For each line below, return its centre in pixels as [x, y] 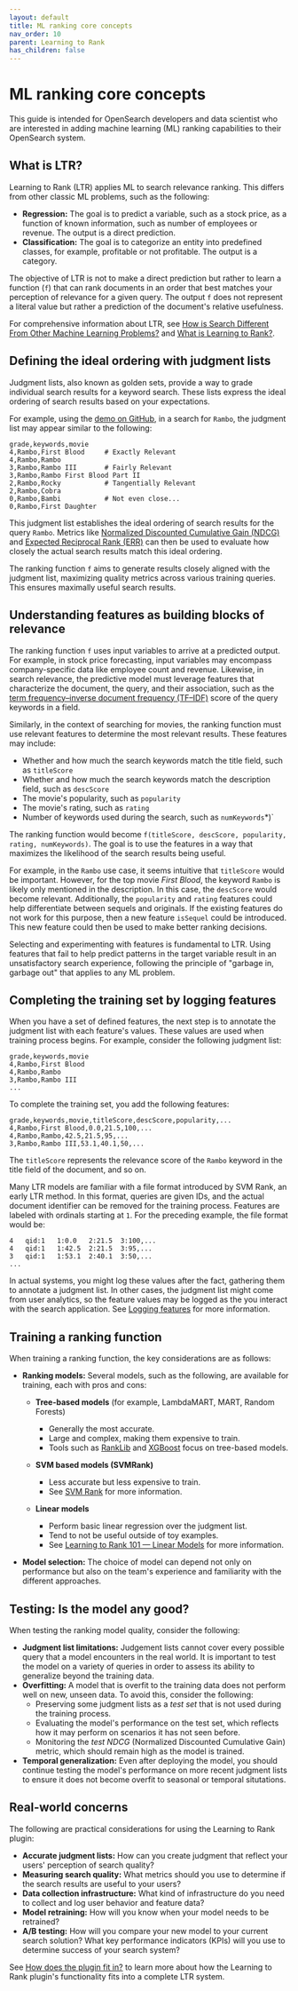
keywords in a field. [45, 707]
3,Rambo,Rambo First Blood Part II [75, 475]
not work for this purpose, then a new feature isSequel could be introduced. [148, 917]
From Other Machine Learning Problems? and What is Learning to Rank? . [142, 333]
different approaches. [62, 1581]
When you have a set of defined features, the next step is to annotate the [143, 1021]
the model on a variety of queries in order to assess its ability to [138, 1666]
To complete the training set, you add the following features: [119, 1104]
